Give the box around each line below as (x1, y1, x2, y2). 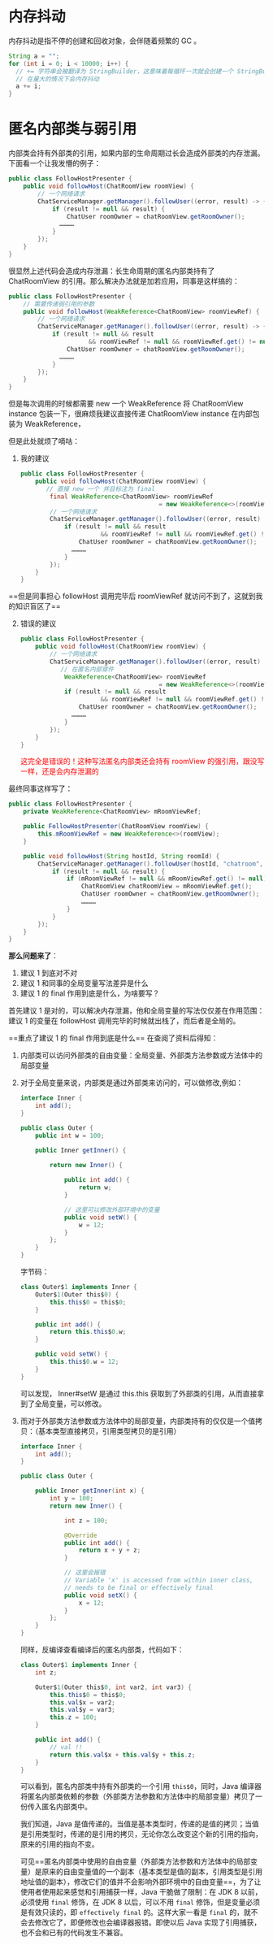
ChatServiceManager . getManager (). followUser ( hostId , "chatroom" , (37, 859, 264, 868)
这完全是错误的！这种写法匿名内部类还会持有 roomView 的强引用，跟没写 (19, 757, 265, 766)
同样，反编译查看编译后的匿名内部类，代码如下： (19, 1645, 184, 1654)
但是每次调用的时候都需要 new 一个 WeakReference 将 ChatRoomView (8, 399, 244, 409)
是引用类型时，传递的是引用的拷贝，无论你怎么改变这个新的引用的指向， (19, 1830, 262, 1839)
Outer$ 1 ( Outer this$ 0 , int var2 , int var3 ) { (35, 1683, 193, 1691)
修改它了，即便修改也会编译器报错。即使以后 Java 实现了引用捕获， (34, 1917, 262, 1927)
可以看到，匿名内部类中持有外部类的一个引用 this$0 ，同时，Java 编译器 (19, 1782, 262, 1791)
